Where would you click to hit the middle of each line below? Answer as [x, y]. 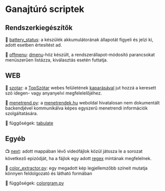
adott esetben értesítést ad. [34, 45]
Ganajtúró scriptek [45, 9]
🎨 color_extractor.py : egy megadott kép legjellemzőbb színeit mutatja [76, 168]
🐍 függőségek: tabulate [29, 123]
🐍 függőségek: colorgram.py [34, 183]
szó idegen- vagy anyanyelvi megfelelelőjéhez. [54, 93]
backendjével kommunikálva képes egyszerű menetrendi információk [76, 108]
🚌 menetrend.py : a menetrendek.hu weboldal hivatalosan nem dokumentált [82, 102]
